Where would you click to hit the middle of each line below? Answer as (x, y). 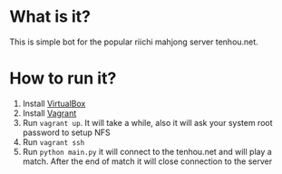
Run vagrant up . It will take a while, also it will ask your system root (147, 122)
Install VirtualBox (54, 103)
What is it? (50, 17)
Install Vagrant (49, 113)
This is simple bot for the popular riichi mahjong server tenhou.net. (134, 42)
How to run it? (63, 78)
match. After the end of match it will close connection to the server (147, 161)
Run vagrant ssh (53, 141)
